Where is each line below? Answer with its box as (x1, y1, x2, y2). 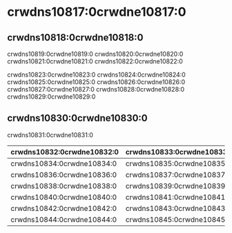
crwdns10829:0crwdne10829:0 (7, 92, 96, 101)
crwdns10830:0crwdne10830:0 (7, 112, 148, 124)
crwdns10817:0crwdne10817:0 (7, 4, 186, 20)
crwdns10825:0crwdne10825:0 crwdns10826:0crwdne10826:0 (7, 78, 186, 86)
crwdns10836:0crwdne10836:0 (10, 170, 117, 179)
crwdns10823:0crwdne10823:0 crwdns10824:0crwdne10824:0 (7, 70, 186, 79)
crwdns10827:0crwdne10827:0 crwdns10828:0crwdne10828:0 (7, 85, 185, 93)
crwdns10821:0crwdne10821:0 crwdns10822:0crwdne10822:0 (7, 57, 183, 65)
